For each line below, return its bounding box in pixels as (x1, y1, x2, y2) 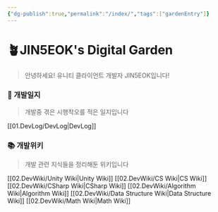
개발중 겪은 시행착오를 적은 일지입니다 (24, 107, 129, 116)
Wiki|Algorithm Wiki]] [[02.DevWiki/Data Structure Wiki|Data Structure (7, 189, 212, 198)
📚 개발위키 (7, 140, 44, 150)
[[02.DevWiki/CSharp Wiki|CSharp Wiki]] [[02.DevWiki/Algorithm (7, 182, 196, 190)
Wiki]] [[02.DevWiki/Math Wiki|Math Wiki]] (7, 197, 131, 205)
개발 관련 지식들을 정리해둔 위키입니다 (24, 160, 129, 169)
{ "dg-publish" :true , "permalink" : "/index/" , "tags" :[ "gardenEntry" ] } (7, 10, 210, 18)
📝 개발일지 (7, 90, 41, 100)
